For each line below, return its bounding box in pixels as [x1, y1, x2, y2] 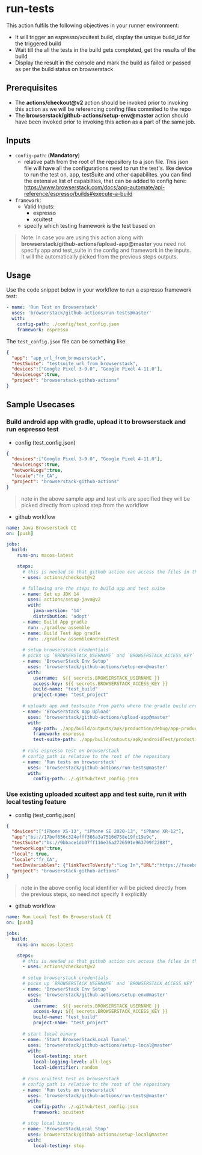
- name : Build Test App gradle [22, 630, 101, 636]
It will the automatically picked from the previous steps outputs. [20, 252, 179, 260]
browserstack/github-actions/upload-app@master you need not [20, 240, 186, 247]
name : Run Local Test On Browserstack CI [6, 914, 112, 920]
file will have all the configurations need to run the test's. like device [23, 164, 192, 172]
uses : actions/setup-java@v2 [28, 596, 101, 603]
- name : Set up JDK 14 [22, 591, 79, 597]
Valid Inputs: [23, 202, 55, 210]
